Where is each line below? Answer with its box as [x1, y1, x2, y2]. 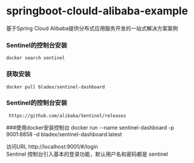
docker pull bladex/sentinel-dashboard [6, 84, 105, 90]
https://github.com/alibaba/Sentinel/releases [8, 112, 127, 119]
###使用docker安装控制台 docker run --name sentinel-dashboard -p [6, 124, 174, 131]
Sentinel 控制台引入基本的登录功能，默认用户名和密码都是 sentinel [6, 150, 168, 158]
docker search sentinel [6, 55, 65, 61]
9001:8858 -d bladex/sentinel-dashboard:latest [6, 130, 122, 138]
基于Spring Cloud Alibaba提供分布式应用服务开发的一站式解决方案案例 [6, 24, 179, 32]
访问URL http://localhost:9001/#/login [6, 143, 98, 150]
